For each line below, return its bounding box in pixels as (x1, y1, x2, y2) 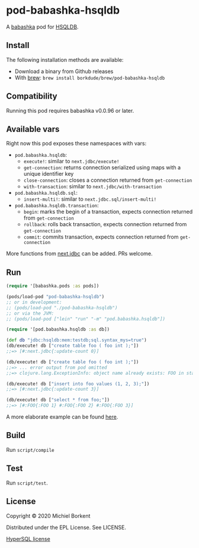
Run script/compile (6, 446, 54, 453)
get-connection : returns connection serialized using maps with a (23, 164, 181, 171)
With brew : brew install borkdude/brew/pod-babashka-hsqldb (14, 74, 165, 81)
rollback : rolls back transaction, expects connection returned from (23, 221, 187, 228)
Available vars (6, 124, 60, 134)
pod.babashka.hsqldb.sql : (14, 189, 78, 197)
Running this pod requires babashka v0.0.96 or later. (6, 107, 134, 114)
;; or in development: (6, 299, 62, 305)
